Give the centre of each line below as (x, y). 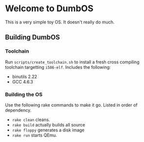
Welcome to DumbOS (49, 9)
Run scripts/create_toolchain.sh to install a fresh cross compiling (72, 62)
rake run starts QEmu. (34, 135)
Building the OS (24, 94)
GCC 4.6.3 (22, 81)
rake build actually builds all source (49, 124)
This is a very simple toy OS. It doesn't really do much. (60, 22)
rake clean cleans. (31, 120)
